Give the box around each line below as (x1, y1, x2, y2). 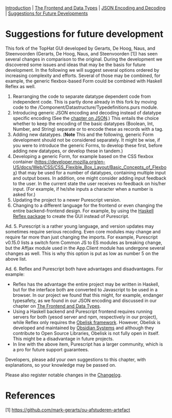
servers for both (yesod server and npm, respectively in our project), (12, 313, 158, 320)
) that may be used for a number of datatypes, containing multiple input (15, 169, 166, 175)
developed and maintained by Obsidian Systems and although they (12, 325, 155, 331)
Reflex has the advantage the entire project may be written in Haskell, (12, 281, 160, 287)
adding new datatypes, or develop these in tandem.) (12, 148, 123, 154)
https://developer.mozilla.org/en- (35, 158, 105, 165)
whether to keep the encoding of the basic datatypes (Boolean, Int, (12, 121, 155, 127)
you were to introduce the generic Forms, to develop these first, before (12, 142, 163, 148)
